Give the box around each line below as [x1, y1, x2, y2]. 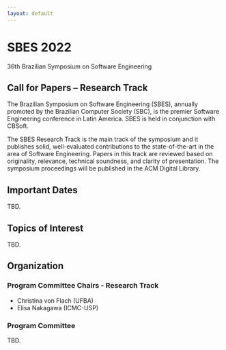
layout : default [7, 10, 53, 17]
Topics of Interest [7, 222, 84, 234]
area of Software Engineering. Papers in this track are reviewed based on [7, 150, 213, 158]
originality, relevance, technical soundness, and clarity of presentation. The [7, 157, 219, 165]
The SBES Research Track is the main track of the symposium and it [7, 135, 199, 144]
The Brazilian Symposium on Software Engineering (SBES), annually [7, 100, 198, 108]
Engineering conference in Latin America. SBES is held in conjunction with [7, 114, 216, 123]
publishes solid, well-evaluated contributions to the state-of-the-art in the [7, 142, 214, 151]
